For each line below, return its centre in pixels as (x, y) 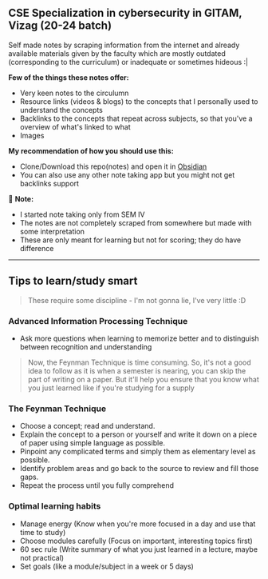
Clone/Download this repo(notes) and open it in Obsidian (113, 166)
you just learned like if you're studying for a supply (111, 388)
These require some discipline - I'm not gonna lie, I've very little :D (137, 300)
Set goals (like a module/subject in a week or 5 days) (106, 566)
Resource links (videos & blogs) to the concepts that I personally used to (139, 101)
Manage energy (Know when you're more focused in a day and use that (138, 524)
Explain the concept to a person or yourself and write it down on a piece (138, 434)
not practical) (42, 557)
